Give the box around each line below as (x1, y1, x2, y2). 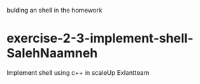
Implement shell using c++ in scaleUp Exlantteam (6, 68, 149, 76)
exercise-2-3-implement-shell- (6, 31, 194, 46)
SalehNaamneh (6, 45, 98, 62)
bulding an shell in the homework (6, 6, 102, 14)
